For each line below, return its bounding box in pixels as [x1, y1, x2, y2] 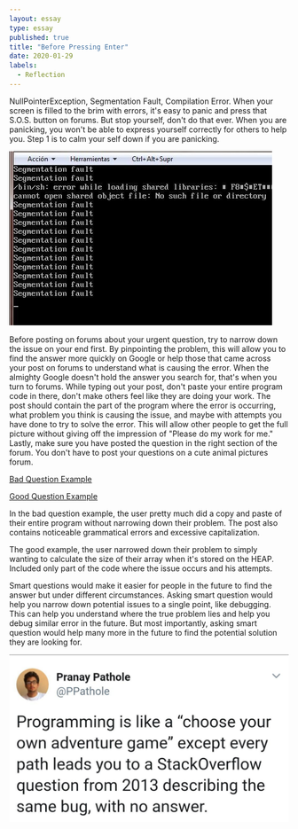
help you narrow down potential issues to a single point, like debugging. [9, 598, 272, 609]
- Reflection [17, 71, 66, 80]
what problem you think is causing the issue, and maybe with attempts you [9, 409, 282, 420]
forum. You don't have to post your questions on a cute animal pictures [9, 447, 269, 458]
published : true [9, 33, 69, 42]
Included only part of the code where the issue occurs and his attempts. [9, 563, 273, 574]
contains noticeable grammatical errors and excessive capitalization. [9, 527, 260, 537]
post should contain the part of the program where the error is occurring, [9, 400, 277, 411]
